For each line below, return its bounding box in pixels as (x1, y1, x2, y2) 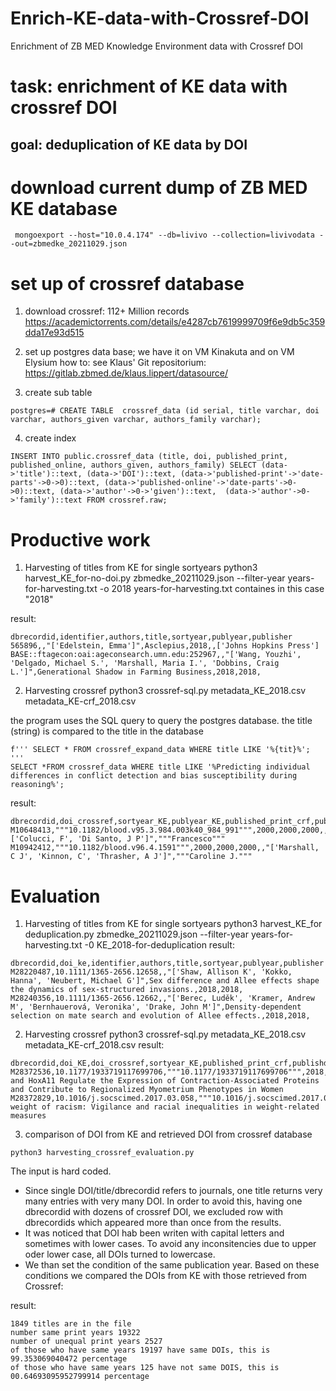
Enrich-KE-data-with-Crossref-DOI (10, 7, 310, 30)
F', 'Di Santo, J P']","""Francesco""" (59, 834, 226, 844)
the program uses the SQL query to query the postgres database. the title (10, 715, 313, 727)
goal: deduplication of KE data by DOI (10, 136, 248, 153)
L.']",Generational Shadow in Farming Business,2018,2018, (10, 667, 262, 677)
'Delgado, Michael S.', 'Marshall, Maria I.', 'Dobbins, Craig (10, 658, 280, 669)
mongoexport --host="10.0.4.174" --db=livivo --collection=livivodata (14, 230, 315, 241)
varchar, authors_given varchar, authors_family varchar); (10, 415, 262, 425)
